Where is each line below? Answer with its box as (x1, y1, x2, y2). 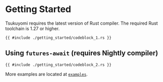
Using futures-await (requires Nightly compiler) (5, 49, 158, 57)
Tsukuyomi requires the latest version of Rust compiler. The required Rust (5, 20, 158, 26)
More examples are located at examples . (5, 71, 88, 77)
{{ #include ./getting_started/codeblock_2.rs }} (5, 62, 112, 67)
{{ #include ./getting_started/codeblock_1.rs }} (5, 35, 112, 40)
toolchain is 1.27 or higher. (5, 25, 60, 31)
